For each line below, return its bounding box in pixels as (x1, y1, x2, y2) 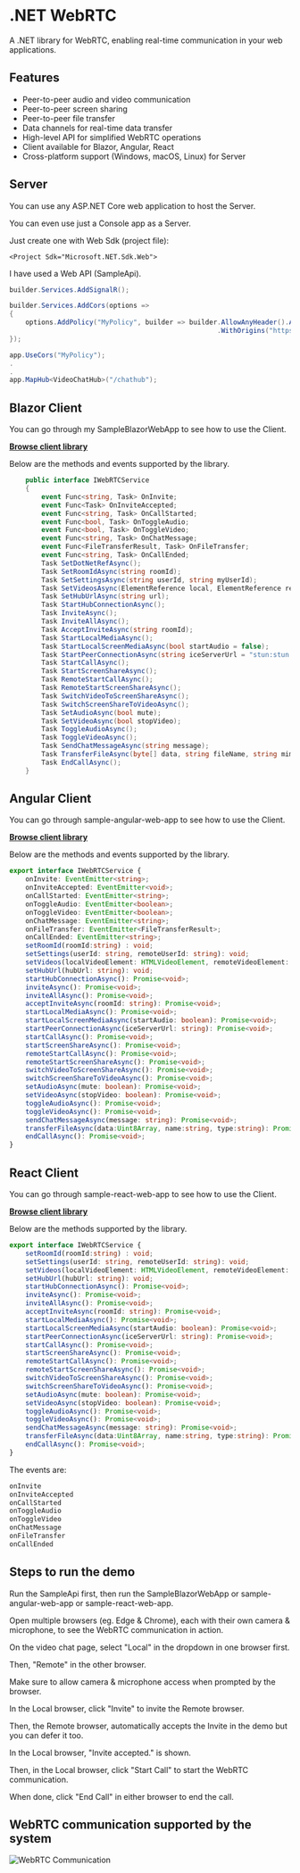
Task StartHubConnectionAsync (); (41, 600, 166, 610)
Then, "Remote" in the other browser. (9, 1659, 147, 1669)
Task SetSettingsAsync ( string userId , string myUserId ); (41, 575, 257, 585)
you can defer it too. (9, 1729, 84, 1741)
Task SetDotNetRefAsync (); (41, 559, 142, 568)
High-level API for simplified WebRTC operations (21, 131, 202, 143)
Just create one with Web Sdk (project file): (9, 235, 170, 246)
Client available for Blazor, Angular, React (21, 141, 174, 152)
